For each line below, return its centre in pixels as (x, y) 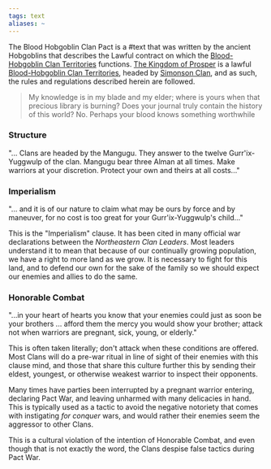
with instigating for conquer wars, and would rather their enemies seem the (134, 416)
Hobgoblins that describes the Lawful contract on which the (109, 55)
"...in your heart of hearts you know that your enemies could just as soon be (135, 315)
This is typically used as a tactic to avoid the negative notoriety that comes (133, 407)
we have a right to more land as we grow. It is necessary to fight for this (128, 259)
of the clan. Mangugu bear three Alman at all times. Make (140, 161)
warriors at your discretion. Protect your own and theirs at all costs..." (125, 170)
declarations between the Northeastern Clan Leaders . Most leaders (122, 242)
